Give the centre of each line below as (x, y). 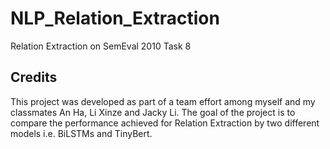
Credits (34, 77)
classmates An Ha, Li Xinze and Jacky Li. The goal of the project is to (153, 112)
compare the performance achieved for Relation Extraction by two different (165, 123)
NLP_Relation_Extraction (115, 18)
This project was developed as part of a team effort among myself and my (163, 101)
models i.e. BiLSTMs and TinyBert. (81, 133)
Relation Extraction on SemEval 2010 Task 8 (101, 46)
